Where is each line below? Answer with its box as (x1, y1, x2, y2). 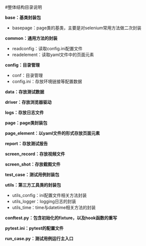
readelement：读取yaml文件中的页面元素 (12, 52, 94, 57)
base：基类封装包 (5, 15, 41, 20)
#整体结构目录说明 (5, 4, 42, 10)
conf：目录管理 (12, 73, 43, 78)
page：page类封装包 (5, 120, 48, 126)
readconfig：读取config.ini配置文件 (12, 46, 83, 51)
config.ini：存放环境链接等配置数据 (12, 78, 82, 84)
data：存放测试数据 (5, 89, 45, 95)
